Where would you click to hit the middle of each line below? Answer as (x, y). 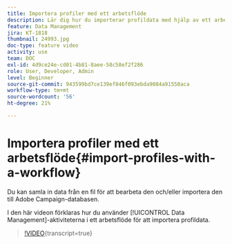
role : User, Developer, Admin (51, 71)
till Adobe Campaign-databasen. (53, 199)
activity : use (28, 52)
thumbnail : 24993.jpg (38, 39)
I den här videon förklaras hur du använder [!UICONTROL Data (96, 212)
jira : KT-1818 (28, 33)
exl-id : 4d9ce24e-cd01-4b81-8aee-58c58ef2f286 (75, 65)
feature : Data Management (44, 26)
